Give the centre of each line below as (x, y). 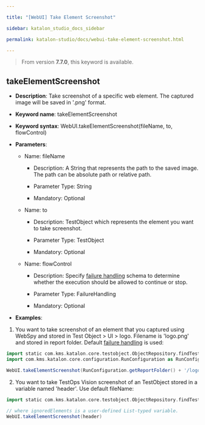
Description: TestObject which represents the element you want (113, 222)
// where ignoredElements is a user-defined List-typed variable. (92, 411)
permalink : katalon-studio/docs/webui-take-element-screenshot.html (95, 39)
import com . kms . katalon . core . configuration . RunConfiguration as (90, 360)
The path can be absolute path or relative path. (92, 175)
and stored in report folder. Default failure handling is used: (89, 343)
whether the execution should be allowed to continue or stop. (110, 282)
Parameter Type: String (63, 186)
